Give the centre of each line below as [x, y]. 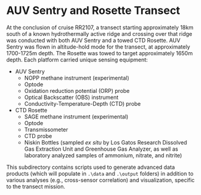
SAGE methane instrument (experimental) [76, 117]
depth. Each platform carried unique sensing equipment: [77, 60]
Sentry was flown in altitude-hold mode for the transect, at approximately [98, 47]
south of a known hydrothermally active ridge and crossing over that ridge [99, 33]
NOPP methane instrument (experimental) [77, 78]
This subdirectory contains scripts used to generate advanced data [91, 167]
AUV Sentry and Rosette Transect [93, 11]
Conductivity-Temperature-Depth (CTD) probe [83, 103]
